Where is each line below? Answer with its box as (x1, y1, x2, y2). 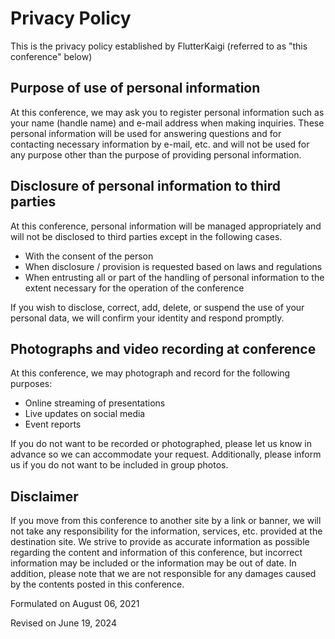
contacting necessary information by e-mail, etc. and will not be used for (10, 138, 310, 150)
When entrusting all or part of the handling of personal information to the (24, 271, 325, 283)
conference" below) (10, 50, 93, 62)
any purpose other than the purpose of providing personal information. (10, 148, 302, 161)
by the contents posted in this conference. (10, 578, 185, 591)
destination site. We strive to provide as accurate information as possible (10, 536, 310, 548)
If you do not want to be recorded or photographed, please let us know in (10, 438, 313, 450)
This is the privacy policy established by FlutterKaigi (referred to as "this (10, 40, 308, 52)
